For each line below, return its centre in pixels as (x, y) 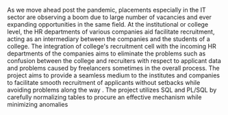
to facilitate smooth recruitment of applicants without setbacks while (104, 82)
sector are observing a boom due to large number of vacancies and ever (110, 17)
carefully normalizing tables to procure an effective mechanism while (104, 97)
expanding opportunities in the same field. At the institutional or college (108, 24)
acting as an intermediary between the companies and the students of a (109, 39)
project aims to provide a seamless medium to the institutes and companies (114, 75)
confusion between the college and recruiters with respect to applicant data (114, 61)
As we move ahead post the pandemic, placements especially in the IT (107, 10)
